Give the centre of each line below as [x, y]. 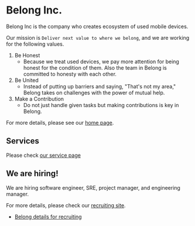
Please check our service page [43, 155]
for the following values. [35, 44]
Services [23, 141]
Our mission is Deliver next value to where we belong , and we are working [98, 37]
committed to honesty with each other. [70, 74]
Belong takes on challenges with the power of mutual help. [94, 93]
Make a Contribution [39, 99]
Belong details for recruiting [48, 217]
